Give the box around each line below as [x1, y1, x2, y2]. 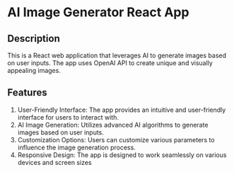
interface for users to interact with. [17, 113, 119, 121]
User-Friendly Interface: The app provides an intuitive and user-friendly [17, 105, 226, 114]
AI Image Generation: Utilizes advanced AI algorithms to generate [17, 120, 209, 129]
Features [7, 86, 47, 99]
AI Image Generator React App [7, 4, 189, 21]
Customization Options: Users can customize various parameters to [17, 135, 215, 144]
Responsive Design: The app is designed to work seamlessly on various [17, 150, 227, 159]
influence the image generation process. [17, 143, 136, 151]
